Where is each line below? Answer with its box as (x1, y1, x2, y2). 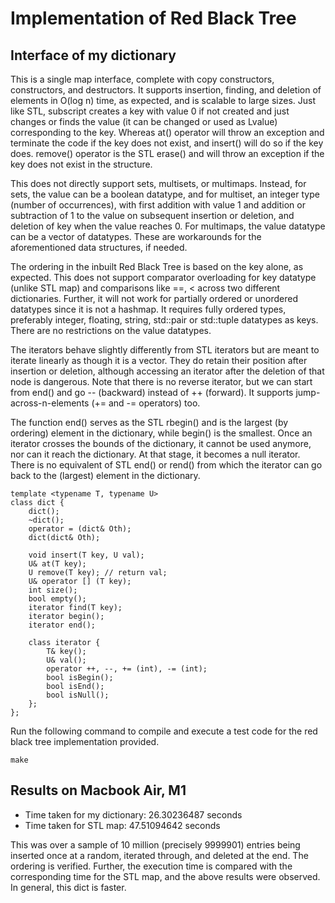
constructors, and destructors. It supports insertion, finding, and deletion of (10, 84, 322, 96)
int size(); (28, 585, 78, 595)
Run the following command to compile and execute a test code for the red (10, 725, 318, 737)
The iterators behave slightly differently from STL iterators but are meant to (10, 344, 320, 356)
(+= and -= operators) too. (91, 397, 201, 409)
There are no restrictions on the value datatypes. (10, 325, 212, 336)
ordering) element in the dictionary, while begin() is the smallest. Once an (10, 427, 313, 439)
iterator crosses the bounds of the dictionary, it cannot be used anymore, (10, 438, 312, 449)
